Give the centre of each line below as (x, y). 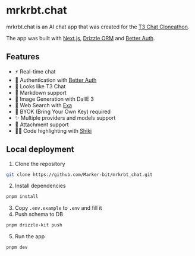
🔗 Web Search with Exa (43, 105)
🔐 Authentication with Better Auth (56, 80)
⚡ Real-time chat (35, 71)
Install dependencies (40, 186)
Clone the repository (40, 164)
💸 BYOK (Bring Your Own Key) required (63, 111)
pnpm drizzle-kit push (34, 225)
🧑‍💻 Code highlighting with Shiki (53, 130)
